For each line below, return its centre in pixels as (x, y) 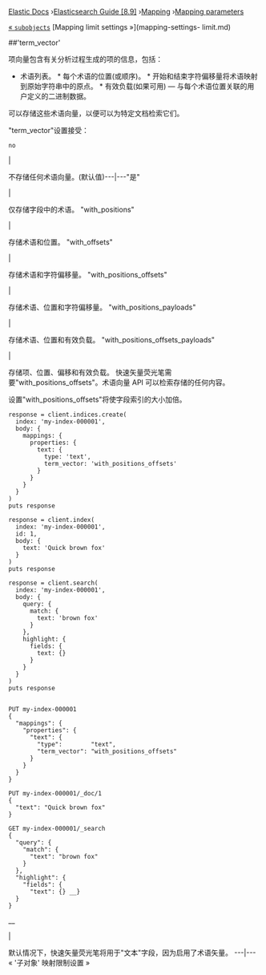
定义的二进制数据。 (58, 96)
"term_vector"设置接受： (49, 130)
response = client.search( (53, 583)
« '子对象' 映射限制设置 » (49, 963)
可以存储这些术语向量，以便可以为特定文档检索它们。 (96, 113)
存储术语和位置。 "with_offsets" (61, 242)
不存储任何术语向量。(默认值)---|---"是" (74, 177)
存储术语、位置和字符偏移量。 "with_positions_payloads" (102, 307)
